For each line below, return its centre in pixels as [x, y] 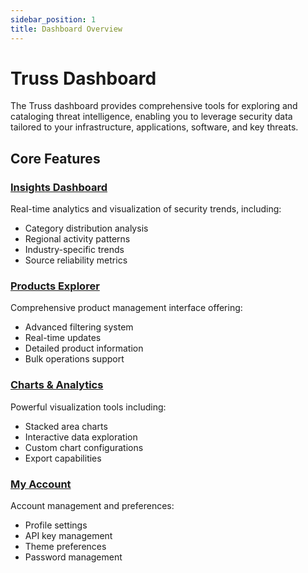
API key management [68, 536]
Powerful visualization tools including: [88, 407]
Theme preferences [65, 547]
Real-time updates [63, 338]
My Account [41, 484]
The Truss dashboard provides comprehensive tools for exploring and [154, 106]
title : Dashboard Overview [66, 29]
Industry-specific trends [74, 250]
